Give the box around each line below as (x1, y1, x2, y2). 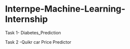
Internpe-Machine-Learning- (5, 3, 126, 15)
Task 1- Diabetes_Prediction (5, 30, 61, 35)
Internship (5, 14, 48, 25)
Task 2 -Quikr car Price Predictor (5, 39, 72, 45)
